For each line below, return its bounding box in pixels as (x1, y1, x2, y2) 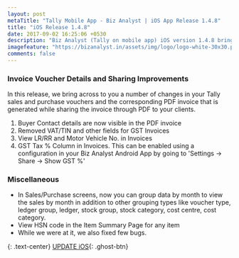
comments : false (7, 51, 55, 58)
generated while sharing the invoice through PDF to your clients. (7, 105, 196, 114)
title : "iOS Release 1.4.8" (7, 24, 91, 31)
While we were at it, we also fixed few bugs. (17, 229, 147, 237)
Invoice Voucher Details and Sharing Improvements (7, 73, 189, 83)
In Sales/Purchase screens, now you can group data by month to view (17, 190, 223, 200)
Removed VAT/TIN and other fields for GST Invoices (17, 126, 169, 135)
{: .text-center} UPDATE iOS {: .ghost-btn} (7, 242, 129, 251)
